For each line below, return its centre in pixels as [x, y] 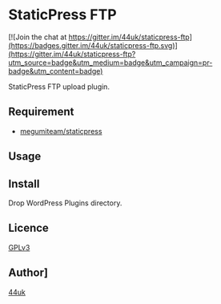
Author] [28, 273]
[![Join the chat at [38, 37]
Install [24, 183]
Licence [29, 228]
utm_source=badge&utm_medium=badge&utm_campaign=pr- [110, 63]
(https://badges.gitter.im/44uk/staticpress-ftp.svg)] [93, 45]
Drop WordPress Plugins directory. [65, 203]
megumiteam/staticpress [61, 131]
